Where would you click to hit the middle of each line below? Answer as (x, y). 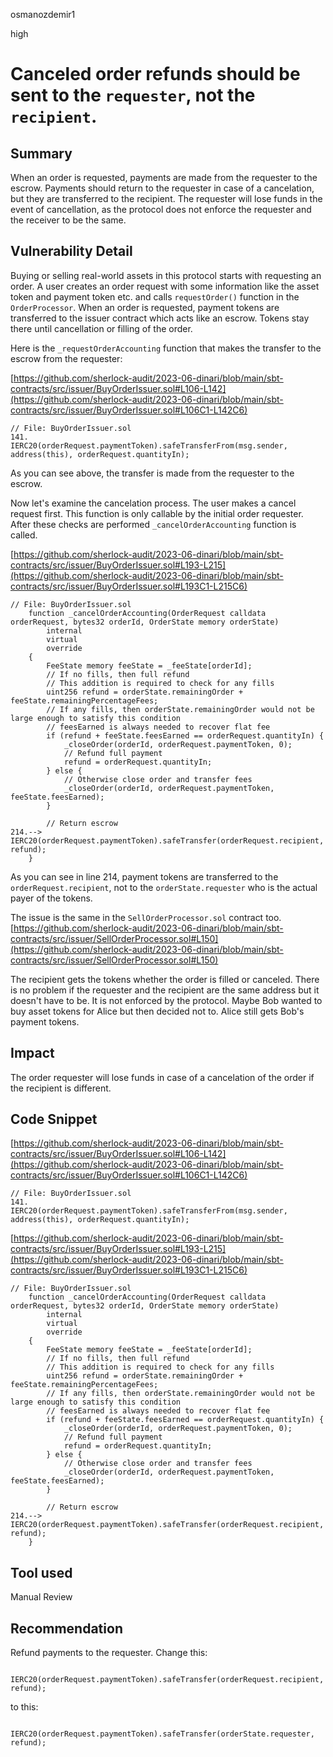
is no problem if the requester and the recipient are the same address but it (165, 990)
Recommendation (66, 1628)
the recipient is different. (61, 1088)
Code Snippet (54, 1119)
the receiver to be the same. (68, 220)
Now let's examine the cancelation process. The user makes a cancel (153, 503)
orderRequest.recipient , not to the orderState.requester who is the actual (164, 887)
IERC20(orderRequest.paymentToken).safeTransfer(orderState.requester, (162, 1734)
